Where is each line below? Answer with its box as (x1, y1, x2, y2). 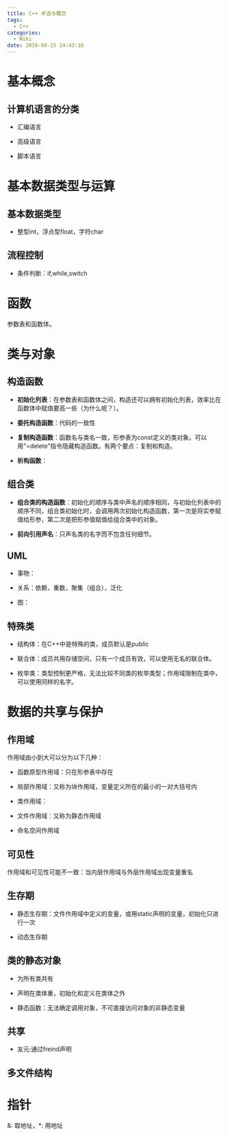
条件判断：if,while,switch (16, 269, 88, 277)
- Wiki (13, 36, 32, 43)
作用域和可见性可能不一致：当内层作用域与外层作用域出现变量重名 (7, 868, 193, 876)
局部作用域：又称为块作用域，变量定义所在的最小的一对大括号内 (16, 783, 197, 791)
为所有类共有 (16, 974, 53, 983)
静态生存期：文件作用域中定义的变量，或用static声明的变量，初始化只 (16, 909, 213, 917)
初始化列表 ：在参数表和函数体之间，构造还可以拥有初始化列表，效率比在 (16, 395, 221, 403)
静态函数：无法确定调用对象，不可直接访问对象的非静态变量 (16, 1003, 186, 1012)
